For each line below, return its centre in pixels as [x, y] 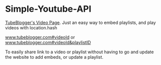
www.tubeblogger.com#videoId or [40, 37]
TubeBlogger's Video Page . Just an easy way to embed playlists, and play [80, 22]
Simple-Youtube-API [48, 9]
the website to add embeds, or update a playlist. [54, 57]
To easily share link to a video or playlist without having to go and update [80, 52]
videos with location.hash [31, 27]
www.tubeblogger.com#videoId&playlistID [48, 42]
